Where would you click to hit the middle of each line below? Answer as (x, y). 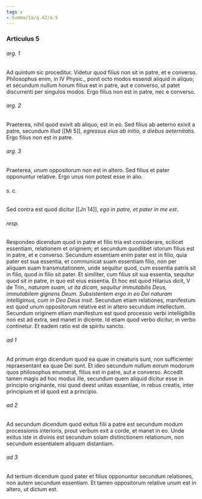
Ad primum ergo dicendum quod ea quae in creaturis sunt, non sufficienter (100, 359)
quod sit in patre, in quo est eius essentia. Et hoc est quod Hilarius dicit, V (98, 281)
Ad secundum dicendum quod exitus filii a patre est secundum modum (95, 424)
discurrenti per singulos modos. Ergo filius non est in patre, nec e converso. (101, 91)
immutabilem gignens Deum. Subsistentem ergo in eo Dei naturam (89, 294)
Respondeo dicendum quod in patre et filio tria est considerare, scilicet (95, 242)
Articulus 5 (23, 39)
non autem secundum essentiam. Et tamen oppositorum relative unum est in (101, 483)
